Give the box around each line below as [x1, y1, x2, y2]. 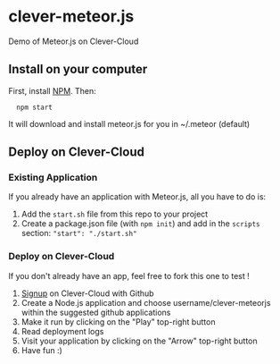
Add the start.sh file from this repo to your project [21, 208, 209, 220]
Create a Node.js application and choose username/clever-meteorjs [21, 297, 271, 308]
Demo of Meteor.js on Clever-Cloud [8, 36, 139, 47]
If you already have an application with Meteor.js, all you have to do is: [8, 191, 267, 202]
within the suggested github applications [21, 307, 171, 317]
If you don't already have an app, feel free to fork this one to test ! [8, 270, 251, 281]
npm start [16, 103, 53, 112]
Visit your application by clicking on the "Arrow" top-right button [21, 335, 258, 346]
